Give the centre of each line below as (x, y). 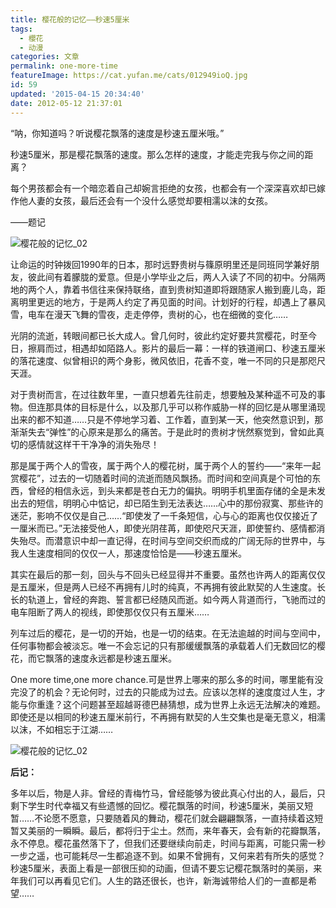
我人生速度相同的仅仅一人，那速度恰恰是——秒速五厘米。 (128, 553)
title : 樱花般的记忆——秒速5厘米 (70, 19)
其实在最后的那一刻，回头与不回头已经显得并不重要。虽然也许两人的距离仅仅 (168, 574)
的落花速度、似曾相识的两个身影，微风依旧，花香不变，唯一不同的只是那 (159, 360)
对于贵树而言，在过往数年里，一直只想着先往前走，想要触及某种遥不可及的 (163, 394)
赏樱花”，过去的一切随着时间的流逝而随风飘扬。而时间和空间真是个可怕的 (161, 478)
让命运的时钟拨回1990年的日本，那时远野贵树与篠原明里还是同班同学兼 (156, 264)
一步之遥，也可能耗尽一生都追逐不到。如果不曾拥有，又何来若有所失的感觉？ (168, 855)
